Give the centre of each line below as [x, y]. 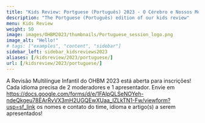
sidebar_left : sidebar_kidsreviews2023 [57, 52]
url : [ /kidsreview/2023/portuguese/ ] [54, 63]
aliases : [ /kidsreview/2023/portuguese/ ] [60, 58]
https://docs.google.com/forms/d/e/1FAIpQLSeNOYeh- [75, 94]
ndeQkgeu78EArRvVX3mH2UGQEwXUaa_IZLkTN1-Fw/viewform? [88, 100]
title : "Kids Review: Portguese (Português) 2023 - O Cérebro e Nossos [99, 12]
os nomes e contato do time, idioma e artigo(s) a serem [106, 106]
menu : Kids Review [30, 23]
